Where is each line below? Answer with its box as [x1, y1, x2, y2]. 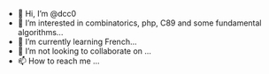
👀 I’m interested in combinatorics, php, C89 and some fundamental [17, 18, 263, 28]
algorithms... [17, 27, 64, 37]
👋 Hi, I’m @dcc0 [17, 9, 77, 18]
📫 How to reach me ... [17, 55, 100, 66]
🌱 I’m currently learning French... [17, 36, 137, 47]
